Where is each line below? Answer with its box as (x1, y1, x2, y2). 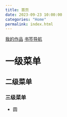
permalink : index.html (5, 21, 53, 27)
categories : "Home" (5, 17, 47, 22)
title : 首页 (5, 7, 29, 13)
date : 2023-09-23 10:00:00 (5, 12, 62, 17)
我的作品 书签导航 (5, 36, 42, 42)
